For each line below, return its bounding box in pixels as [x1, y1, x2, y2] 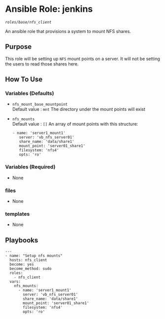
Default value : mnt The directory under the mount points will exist [12, 106, 145, 112]
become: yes [9, 262, 34, 267]
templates [5, 210, 30, 217]
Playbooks [5, 236, 38, 244]
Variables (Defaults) [5, 90, 54, 97]
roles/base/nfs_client [5, 20, 52, 25]
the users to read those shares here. [5, 61, 79, 67]
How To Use [5, 75, 43, 84]
